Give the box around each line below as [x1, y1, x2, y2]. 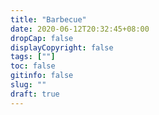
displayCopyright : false [10, 42, 114, 53]
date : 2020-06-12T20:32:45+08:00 [10, 24, 150, 34]
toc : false [10, 61, 56, 71]
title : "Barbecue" [10, 14, 87, 25]
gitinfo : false [10, 71, 74, 81]
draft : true [10, 89, 60, 99]
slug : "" [10, 80, 47, 90]
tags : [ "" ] [10, 52, 56, 62]
